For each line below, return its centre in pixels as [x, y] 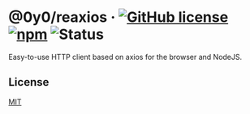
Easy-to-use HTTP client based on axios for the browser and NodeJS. [125, 57]
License [29, 82]
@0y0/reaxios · [62, 17]
